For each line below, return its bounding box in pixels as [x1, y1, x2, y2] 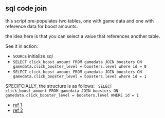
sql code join [5, 4, 47, 13]
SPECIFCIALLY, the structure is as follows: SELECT [5, 83, 113, 89]
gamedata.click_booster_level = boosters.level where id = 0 [12, 64, 147, 69]
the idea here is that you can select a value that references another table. [5, 33, 160, 39]
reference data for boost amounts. [5, 23, 78, 29]
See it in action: [5, 43, 39, 49]
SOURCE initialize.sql [12, 53, 53, 59]
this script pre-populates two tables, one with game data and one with [5, 17, 154, 24]
